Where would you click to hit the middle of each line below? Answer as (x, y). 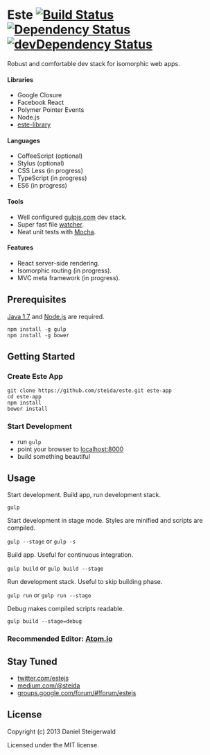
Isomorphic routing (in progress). (64, 270)
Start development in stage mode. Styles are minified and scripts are (105, 521)
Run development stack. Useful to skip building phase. (85, 582)
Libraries (20, 79)
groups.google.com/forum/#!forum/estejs (77, 693)
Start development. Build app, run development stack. (84, 495)
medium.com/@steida (49, 685)
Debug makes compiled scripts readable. (66, 609)
